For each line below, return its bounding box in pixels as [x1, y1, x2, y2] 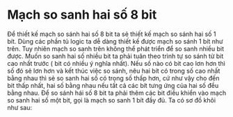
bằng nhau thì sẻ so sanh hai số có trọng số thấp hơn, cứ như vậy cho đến [7, 73, 220, 82]
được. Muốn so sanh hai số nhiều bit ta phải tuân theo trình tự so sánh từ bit [7, 52, 224, 60]
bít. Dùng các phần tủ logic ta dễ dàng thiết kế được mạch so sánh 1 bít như [7, 37, 223, 45]
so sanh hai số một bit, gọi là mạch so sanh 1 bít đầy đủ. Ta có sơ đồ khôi [7, 96, 216, 104]
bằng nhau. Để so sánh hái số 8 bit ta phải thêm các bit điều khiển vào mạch [7, 89, 227, 97]
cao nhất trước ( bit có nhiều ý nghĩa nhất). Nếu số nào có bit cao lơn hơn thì [7, 59, 226, 67]
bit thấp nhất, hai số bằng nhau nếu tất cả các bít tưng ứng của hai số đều [7, 81, 219, 89]
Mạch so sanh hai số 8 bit [7, 7, 157, 23]
